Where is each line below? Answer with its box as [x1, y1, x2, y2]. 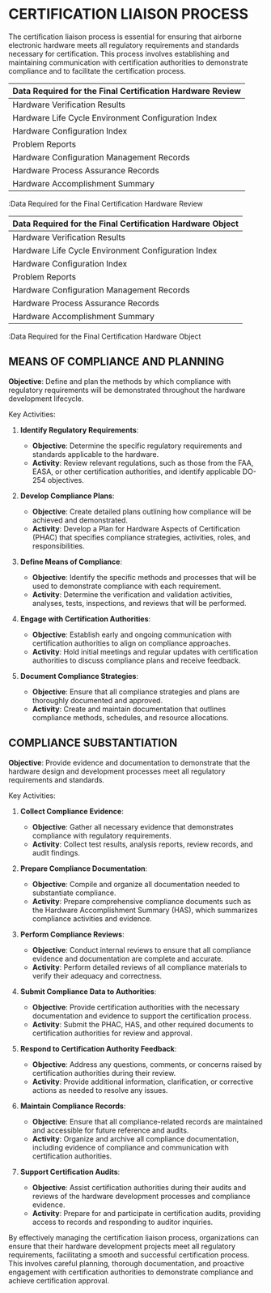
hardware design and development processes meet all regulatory [8, 766, 226, 776]
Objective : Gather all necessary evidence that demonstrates [32, 821, 234, 831]
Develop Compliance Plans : [19, 491, 115, 501]
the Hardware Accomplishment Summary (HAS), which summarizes [32, 905, 258, 915]
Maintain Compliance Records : [19, 1101, 126, 1111]
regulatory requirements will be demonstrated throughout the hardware [8, 385, 246, 395]
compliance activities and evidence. [32, 913, 152, 924]
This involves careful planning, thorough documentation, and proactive [8, 1258, 244, 1268]
